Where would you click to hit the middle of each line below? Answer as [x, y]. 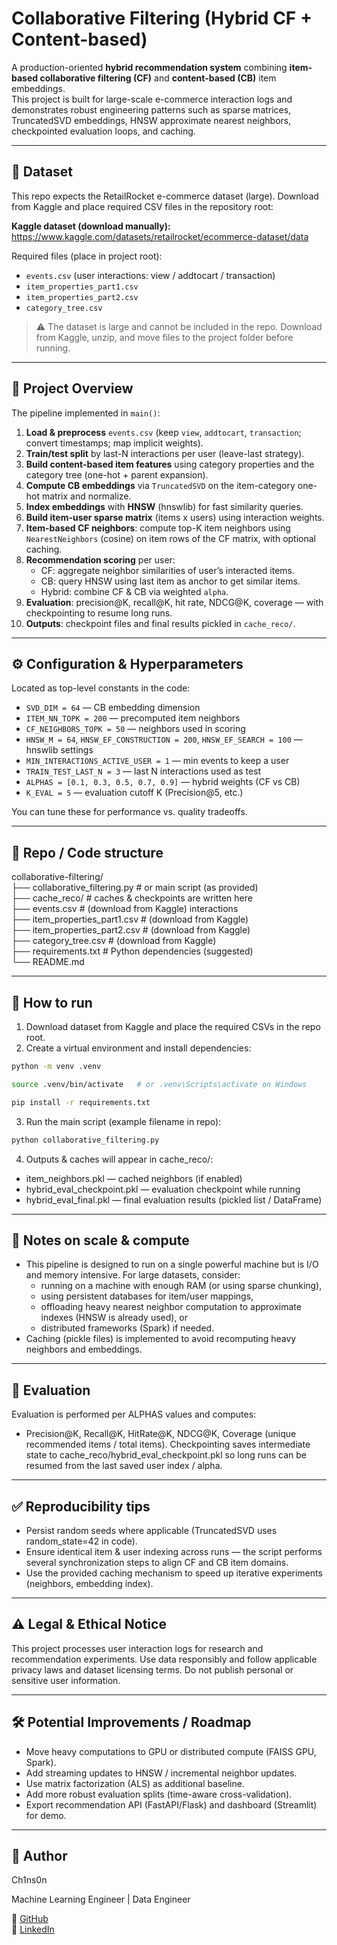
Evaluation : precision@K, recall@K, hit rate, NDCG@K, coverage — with [174, 602]
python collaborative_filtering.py [85, 1140]
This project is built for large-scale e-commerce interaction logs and [152, 99]
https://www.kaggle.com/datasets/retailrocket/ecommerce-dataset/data [160, 236]
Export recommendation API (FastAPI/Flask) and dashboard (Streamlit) [171, 1804]
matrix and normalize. [86, 496]
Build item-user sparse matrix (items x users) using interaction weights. [175, 517]
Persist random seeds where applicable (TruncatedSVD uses [151, 1530]
